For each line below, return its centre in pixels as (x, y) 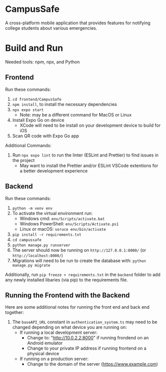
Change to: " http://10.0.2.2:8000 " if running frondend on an (88, 338)
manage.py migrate (31, 265)
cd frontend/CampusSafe (37, 99)
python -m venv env (32, 208)
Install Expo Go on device (38, 120)
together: (14, 313)
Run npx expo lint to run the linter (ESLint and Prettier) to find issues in (85, 155)
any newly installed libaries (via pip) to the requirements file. (66, 280)
